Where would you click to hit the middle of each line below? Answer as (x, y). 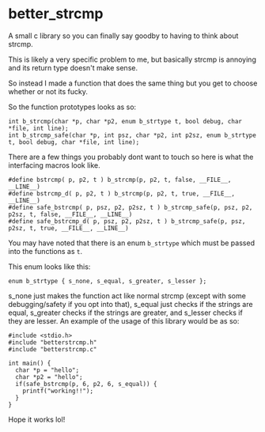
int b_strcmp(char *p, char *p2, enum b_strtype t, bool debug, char (125, 121)
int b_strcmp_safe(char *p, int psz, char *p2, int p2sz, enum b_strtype (132, 135)
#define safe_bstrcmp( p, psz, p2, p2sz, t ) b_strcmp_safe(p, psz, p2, (131, 207)
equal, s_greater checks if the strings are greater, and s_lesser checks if (125, 313)
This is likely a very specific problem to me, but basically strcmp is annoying (132, 59)
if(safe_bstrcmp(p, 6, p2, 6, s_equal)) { (86, 384)
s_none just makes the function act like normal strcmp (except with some (127, 296)
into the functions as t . (45, 251)
